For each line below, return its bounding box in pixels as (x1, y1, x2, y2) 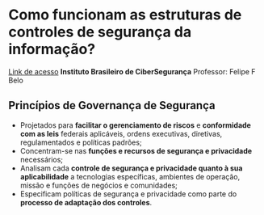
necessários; (19, 154, 63, 164)
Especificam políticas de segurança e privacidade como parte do (19, 188, 237, 199)
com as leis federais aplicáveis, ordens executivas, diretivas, (19, 129, 223, 138)
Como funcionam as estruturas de (8, 6, 242, 24)
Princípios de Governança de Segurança (8, 99, 216, 112)
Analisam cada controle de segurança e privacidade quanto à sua (19, 163, 243, 173)
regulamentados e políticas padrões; (19, 137, 143, 147)
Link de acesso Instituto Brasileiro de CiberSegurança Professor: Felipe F (8, 66, 256, 76)
